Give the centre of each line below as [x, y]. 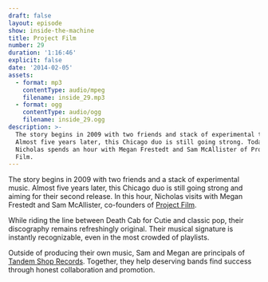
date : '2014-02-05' [41, 68]
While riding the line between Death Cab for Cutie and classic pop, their [126, 220]
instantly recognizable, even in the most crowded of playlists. [109, 237]
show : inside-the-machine [51, 30]
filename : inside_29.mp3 [64, 97]
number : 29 [26, 46]
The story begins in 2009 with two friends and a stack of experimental [124, 180]
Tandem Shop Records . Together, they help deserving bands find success [130, 261]
